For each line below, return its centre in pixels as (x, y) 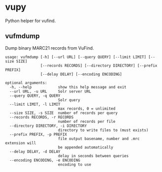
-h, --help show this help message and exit (68, 87)
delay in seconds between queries (93, 156)
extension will (21, 143)
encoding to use (75, 164)
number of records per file (87, 121)
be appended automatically (85, 147)
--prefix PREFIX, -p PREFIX (38, 134)
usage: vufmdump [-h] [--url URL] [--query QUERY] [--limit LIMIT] (76, 57)
